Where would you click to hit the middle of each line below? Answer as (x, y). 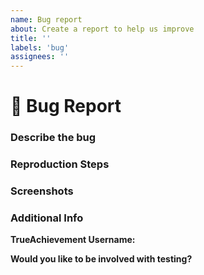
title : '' (31, 38)
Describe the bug (53, 138)
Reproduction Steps (60, 164)
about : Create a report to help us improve (102, 29)
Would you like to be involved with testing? (101, 259)
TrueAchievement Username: (73, 240)
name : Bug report (46, 19)
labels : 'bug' (40, 47)
